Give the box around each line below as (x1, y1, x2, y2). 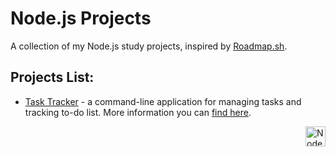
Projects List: (10, 69, 95, 86)
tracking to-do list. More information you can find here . (24, 106, 252, 118)
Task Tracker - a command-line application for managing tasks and (24, 95, 302, 107)
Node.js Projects (10, 7, 152, 30)
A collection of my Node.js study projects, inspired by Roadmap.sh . (10, 40, 288, 52)
